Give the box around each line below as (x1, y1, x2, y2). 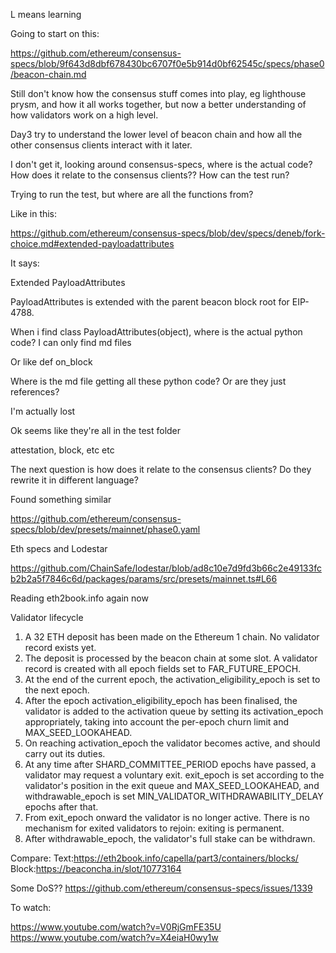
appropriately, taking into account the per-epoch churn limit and (24, 716, 289, 728)
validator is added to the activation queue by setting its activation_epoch (24, 705, 324, 717)
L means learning (10, 9, 82, 20)
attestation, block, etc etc (10, 444, 115, 456)
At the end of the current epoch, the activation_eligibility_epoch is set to (24, 674, 321, 685)
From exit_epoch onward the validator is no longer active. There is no (24, 812, 310, 823)
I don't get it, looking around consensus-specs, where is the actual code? (10, 159, 313, 170)
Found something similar (10, 494, 112, 505)
